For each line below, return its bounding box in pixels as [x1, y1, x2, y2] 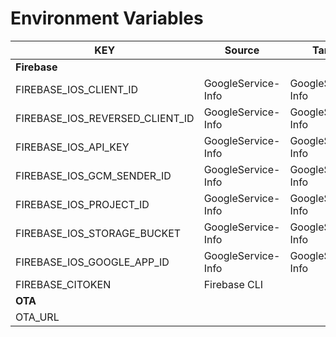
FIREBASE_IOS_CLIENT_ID [15, 82, 139, 96]
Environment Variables [10, 7, 204, 30]
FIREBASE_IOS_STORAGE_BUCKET [15, 226, 182, 240]
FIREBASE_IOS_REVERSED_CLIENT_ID [15, 111, 195, 125]
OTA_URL [15, 310, 60, 324]
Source [224, 43, 260, 57]
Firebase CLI [203, 277, 264, 291]
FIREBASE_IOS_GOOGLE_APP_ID [15, 255, 170, 269]
